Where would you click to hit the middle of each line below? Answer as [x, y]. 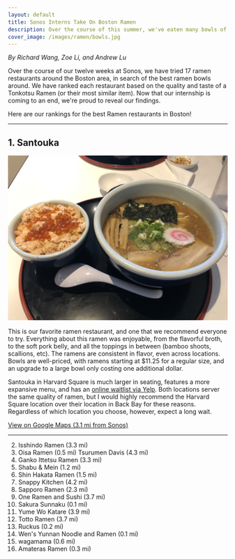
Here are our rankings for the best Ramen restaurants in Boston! [100, 114]
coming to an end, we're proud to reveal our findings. [84, 100]
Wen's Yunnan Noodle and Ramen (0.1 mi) [78, 534]
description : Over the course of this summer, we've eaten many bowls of [117, 29]
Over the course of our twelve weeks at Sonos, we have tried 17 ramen [109, 71]
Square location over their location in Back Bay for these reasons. [102, 404]
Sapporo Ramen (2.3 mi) [53, 490]
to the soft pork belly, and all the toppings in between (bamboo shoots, [109, 346]
